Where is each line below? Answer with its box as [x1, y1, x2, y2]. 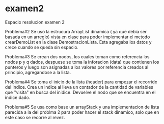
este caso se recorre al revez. [5, 114, 65, 120]
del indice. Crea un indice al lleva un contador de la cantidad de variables [5, 84, 154, 90]
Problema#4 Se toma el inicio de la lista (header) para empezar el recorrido [5, 79, 158, 85]
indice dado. [5, 94, 30, 100]
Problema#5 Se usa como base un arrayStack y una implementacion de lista [5, 104, 160, 110]
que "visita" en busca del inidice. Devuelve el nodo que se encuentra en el [5, 89, 156, 95]
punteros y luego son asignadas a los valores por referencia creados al [5, 64, 149, 70]
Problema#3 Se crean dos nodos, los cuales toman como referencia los [5, 53, 150, 59]
